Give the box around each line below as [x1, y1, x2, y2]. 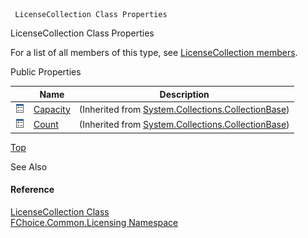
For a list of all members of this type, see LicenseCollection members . [10, 47, 298, 58]
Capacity [33, 103, 71, 115]
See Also [10, 160, 48, 173]
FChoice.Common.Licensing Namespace [10, 216, 179, 228]
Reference [10, 184, 55, 196]
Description [159, 88, 210, 100]
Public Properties [10, 66, 82, 78]
